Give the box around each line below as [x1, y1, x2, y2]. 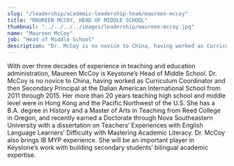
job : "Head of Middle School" [7, 36, 95, 43]
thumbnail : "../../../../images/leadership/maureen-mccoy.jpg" [7, 23, 195, 30]
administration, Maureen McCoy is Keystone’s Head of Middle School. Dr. [7, 69, 217, 77]
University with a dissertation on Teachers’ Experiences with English [7, 121, 203, 129]
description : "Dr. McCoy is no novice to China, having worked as [7, 43, 204, 50]
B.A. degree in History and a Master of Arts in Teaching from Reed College [7, 106, 221, 114]
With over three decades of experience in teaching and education [7, 62, 196, 70]
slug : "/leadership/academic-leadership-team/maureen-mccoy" [7, 10, 189, 17]
